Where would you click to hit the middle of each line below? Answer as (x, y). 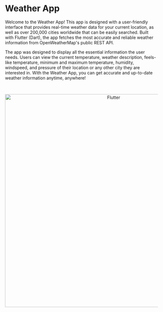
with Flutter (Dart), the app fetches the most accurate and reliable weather (79, 37)
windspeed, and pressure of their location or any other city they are (73, 67)
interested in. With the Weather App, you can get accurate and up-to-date (79, 73)
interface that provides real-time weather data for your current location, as (80, 27)
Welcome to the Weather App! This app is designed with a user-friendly (76, 22)
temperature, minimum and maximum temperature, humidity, (73, 62)
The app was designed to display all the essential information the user (75, 52)
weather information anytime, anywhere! (45, 78)
